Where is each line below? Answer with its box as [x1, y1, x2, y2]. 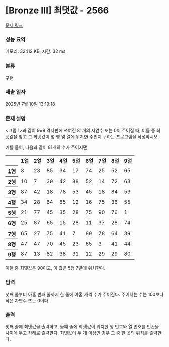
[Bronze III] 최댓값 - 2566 [5, 5, 109, 16]
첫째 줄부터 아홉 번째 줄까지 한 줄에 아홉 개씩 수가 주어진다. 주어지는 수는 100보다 [5, 291, 164, 297]
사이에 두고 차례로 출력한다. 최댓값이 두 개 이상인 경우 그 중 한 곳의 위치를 [5, 330, 148, 336]
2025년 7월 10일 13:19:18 [5, 101, 55, 107]
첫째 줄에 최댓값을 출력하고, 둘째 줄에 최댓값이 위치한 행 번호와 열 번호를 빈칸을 [5, 324, 159, 330]
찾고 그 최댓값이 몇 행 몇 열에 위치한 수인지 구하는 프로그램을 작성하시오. [18, 134, 159, 140]
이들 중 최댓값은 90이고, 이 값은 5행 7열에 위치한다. [5, 265, 106, 271]
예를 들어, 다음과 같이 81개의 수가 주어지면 [5, 144, 88, 150]
